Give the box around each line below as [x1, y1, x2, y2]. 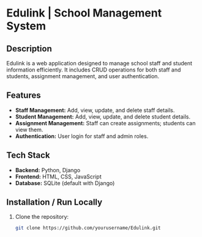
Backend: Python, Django [15, 166, 81, 173]
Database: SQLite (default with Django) [15, 179, 115, 186]
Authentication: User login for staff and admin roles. [15, 132, 149, 140]
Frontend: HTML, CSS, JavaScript [15, 173, 102, 180]
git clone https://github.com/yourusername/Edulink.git [15, 225, 161, 232]
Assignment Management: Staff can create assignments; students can [15, 119, 196, 126]
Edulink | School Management [6, 6, 162, 20]
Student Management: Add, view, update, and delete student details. [15, 113, 191, 120]
